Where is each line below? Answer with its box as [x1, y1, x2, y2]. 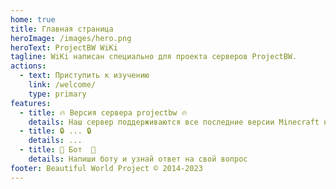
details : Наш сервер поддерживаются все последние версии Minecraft [28, 117, 320, 127]
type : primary [28, 89, 87, 99]
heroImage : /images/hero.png [10, 33, 132, 43]
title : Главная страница [10, 24, 114, 34]
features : [10, 98, 52, 108]
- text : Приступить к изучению [19, 71, 150, 81]
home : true [10, 14, 56, 25]
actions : [10, 61, 47, 71]
